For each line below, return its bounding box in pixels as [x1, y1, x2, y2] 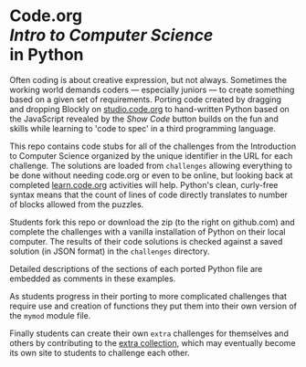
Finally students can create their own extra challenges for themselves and [9, 328, 290, 339]
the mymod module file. [9, 309, 91, 320]
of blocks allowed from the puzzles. [9, 198, 144, 210]
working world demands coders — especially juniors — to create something [9, 84, 295, 95]
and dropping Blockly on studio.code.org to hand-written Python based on [9, 103, 290, 114]
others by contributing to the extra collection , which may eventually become [9, 337, 296, 348]
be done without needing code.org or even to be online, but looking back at [9, 170, 294, 181]
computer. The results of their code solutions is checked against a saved [9, 236, 283, 246]
